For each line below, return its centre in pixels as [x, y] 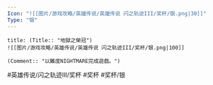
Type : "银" [23, 20]
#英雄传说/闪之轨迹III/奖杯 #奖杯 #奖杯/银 [66, 75]
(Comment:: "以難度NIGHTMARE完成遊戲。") [64, 61]
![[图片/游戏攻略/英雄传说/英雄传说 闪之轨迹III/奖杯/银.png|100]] [96, 48]
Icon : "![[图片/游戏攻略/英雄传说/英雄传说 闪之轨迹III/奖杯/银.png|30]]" [107, 13]
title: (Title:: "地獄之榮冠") [50, 40]
